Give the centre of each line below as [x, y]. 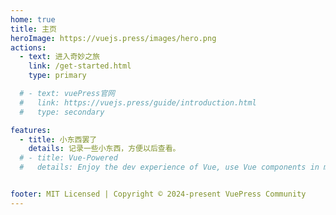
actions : [28, 47]
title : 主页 [33, 29]
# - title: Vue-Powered [68, 158]
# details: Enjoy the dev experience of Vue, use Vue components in [169, 167]
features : [31, 130]
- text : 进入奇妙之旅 [59, 57]
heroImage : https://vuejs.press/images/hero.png [113, 38]
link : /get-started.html [80, 66]
